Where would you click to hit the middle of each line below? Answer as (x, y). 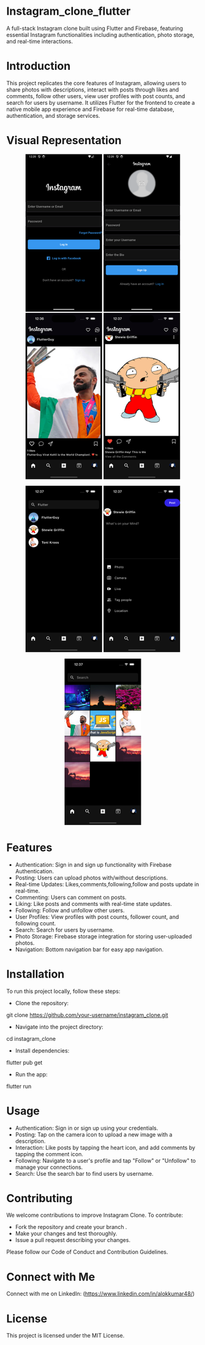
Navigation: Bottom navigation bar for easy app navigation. (89, 949)
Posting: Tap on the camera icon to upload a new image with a (94, 1134)
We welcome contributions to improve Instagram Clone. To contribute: (95, 1215)
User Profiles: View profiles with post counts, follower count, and (97, 917)
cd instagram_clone (31, 1038)
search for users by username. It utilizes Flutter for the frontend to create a (101, 102)
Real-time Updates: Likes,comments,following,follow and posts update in (107, 884)
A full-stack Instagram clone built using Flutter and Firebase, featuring (95, 28)
